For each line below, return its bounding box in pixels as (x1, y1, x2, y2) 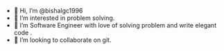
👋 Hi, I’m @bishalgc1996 (13, 7, 83, 14)
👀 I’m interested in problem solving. (13, 14, 115, 22)
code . (13, 28, 33, 37)
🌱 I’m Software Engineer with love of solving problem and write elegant (13, 21, 217, 29)
